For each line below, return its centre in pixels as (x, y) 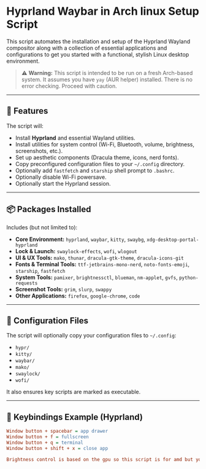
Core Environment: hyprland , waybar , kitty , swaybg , (80, 239)
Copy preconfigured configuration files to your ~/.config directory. (100, 164)
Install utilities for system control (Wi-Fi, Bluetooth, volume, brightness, (105, 144)
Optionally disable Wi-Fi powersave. (61, 177)
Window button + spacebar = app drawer (57, 432)
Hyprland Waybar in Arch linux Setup (103, 11)
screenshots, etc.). (39, 151)
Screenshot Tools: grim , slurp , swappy (63, 289)
